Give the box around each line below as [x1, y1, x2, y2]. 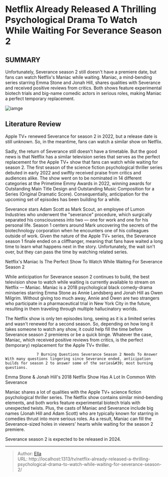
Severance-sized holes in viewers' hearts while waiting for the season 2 [5, 421, 153, 427]
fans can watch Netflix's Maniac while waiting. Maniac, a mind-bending [5, 74, 152, 80]
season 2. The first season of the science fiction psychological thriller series [5, 164, 162, 170]
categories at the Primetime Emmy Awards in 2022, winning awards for [5, 180, 151, 186]
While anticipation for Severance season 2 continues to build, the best [5, 273, 150, 279]
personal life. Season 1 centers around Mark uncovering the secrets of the [5, 222, 158, 228]
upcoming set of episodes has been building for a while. [5, 196, 121, 202]
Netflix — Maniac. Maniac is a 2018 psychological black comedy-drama [5, 284, 152, 290]
